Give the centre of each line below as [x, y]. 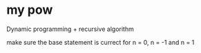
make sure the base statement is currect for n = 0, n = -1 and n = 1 [100, 42]
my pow [30, 10]
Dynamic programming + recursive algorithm [70, 29]
